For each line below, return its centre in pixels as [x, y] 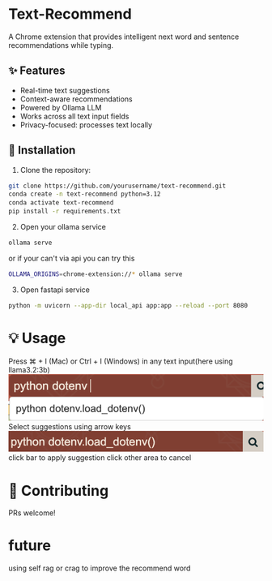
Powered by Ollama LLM [61, 107]
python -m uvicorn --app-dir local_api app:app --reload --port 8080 [128, 305]
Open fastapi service [55, 290]
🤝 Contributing [59, 491]
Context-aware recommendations [76, 99]
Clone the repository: [55, 170]
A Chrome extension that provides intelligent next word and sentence [124, 37]
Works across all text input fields [74, 116]
